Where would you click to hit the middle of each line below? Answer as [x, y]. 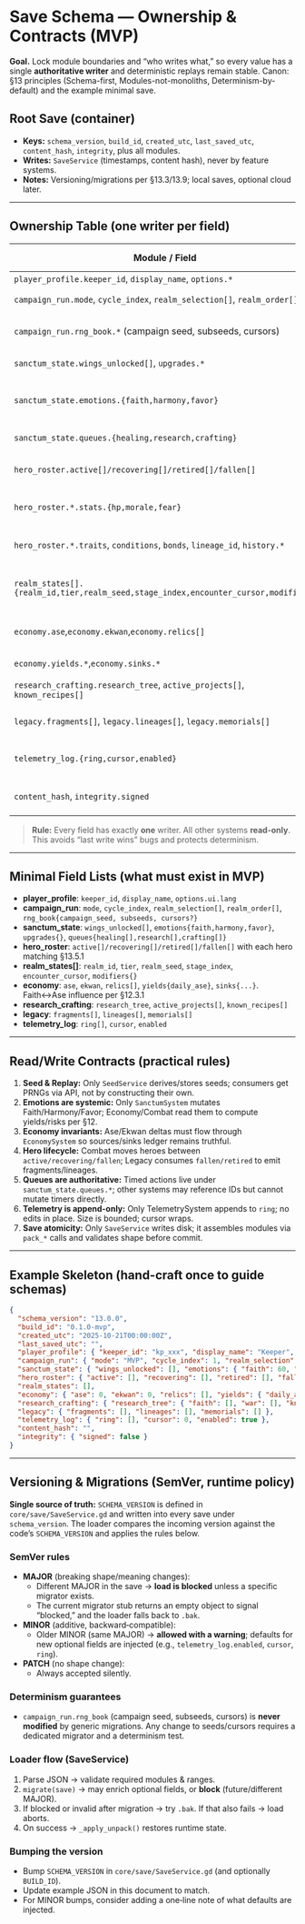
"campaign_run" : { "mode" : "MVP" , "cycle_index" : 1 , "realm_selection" [156, 1361]
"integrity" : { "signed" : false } [83, 1437]
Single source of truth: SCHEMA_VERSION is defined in [106, 1504]
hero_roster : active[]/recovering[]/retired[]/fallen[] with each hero [157, 947]
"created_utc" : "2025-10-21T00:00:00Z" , [95, 1335]
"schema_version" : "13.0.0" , [73, 1318]
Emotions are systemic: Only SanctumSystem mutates [121, 1103]
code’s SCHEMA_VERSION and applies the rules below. [104, 1533]
